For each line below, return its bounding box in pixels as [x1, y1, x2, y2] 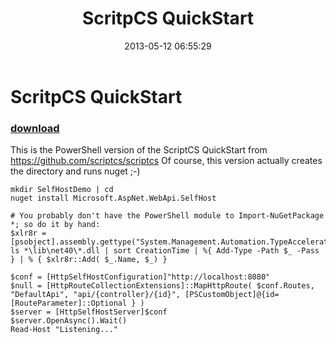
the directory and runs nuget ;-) [10, 165, 141, 177]
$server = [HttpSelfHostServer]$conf [10, 307, 168, 317]
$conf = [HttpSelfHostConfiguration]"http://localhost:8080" [10, 272, 271, 282]
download [10, 121, 60, 135]
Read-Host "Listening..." [10, 325, 118, 335]
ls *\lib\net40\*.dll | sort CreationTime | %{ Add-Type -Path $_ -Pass [10, 246, 320, 256]
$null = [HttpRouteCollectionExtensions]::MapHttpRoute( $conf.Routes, [10, 281, 315, 291]
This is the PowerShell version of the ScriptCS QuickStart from [10, 144, 268, 156]
